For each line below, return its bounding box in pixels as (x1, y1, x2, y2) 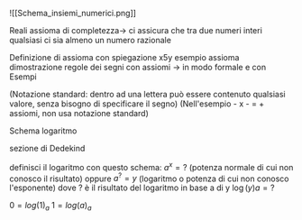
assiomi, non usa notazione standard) (9, 108, 149, 118)
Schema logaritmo (9, 125, 78, 136)
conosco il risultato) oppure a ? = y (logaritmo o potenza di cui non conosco (9, 171, 289, 184)
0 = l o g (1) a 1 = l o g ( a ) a (9, 200, 92, 213)
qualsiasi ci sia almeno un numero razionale (9, 35, 171, 45)
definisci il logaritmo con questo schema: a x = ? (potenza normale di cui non (9, 160, 294, 172)
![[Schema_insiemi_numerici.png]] (9, 8, 137, 18)
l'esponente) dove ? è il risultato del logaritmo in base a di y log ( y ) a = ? (9, 182, 275, 193)
